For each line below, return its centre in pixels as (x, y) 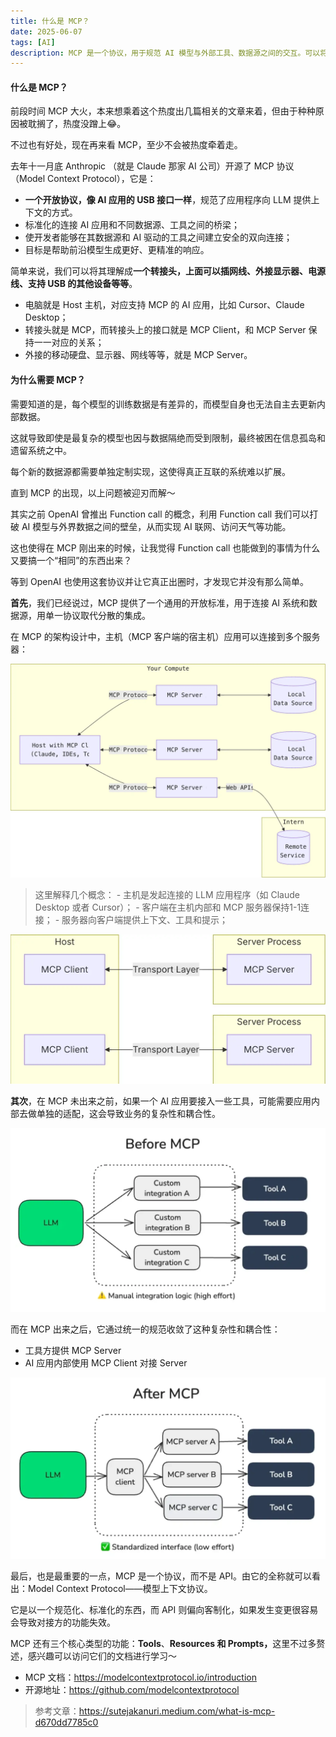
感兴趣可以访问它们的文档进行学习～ (102, 1656)
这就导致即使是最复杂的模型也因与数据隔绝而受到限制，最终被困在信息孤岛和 (168, 437)
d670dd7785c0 (66, 1722)
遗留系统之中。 (41, 450)
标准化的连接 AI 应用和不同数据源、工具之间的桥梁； (132, 225)
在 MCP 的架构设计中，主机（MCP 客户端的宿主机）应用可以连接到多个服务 (165, 636)
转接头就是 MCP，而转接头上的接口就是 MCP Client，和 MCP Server (165, 330)
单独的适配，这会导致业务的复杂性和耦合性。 (128, 1114)
